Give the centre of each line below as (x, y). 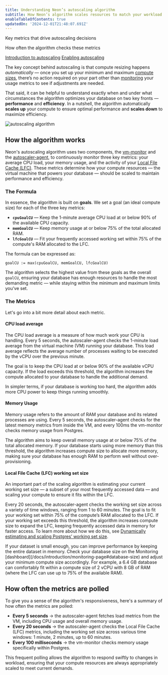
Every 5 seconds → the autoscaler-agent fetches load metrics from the (86, 616)
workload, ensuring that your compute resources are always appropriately (81, 663)
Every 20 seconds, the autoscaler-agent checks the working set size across (83, 504)
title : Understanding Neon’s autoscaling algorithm (60, 10)
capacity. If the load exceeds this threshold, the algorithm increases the (79, 371)
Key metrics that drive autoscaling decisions (51, 38)
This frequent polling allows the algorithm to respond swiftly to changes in (81, 657)
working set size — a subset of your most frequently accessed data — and (82, 489)
